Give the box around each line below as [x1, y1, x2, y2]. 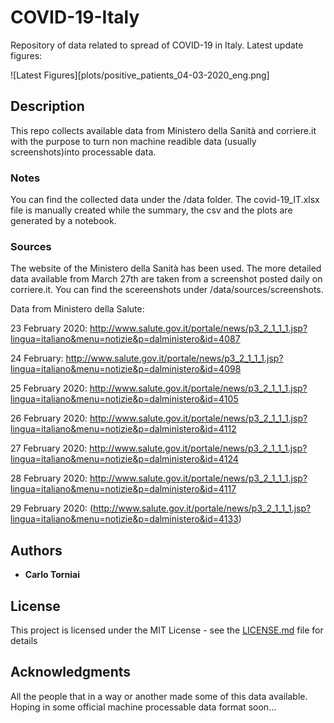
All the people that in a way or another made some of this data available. [10, 690, 308, 702]
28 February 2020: [10, 472, 88, 485]
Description [10, 98, 85, 115]
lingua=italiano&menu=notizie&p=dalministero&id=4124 [10, 453, 239, 465]
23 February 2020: [10, 322, 88, 335]
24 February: [10, 352, 64, 365]
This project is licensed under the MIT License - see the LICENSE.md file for [10, 624, 324, 636]
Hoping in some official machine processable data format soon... [10, 701, 277, 713]
